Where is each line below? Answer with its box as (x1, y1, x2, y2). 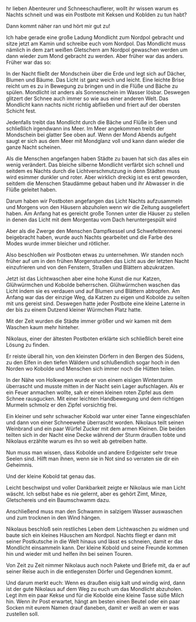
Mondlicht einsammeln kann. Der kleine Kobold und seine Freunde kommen (6, 544, 188, 551)
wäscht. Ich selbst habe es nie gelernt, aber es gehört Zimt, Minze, (6, 490, 167, 497)
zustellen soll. (6, 610, 39, 617)
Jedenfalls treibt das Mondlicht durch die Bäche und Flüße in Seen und (6, 119, 177, 125)
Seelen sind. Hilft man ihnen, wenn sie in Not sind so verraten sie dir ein (6, 455, 179, 462)
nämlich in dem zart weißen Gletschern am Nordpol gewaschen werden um (6, 46, 188, 53)
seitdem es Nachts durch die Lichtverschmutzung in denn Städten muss (6, 168, 180, 175)
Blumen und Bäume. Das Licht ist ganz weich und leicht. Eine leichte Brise (6, 76, 184, 83)
